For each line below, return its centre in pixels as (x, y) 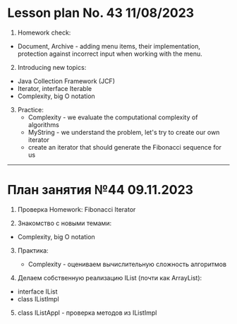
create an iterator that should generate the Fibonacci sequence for (125, 147)
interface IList (37, 292)
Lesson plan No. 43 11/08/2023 (101, 13)
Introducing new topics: (52, 67)
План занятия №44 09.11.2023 (101, 190)
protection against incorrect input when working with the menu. (110, 54)
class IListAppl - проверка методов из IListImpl (87, 313)
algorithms (44, 124)
